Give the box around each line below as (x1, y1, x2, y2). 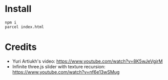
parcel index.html (5, 24, 44, 30)
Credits (5, 41, 37, 53)
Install (5, 3, 32, 15)
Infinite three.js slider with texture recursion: (12, 63, 106, 69)
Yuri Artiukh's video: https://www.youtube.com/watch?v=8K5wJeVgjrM (12, 58, 163, 64)
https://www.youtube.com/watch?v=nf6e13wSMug (12, 69, 120, 75)
